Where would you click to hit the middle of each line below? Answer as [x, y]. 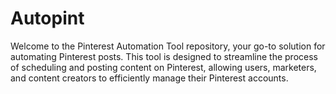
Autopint [47, 18]
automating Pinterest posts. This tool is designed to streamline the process [164, 56]
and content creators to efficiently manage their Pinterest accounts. [149, 78]
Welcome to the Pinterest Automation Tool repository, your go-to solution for [168, 46]
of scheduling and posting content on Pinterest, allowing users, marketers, [163, 67]
